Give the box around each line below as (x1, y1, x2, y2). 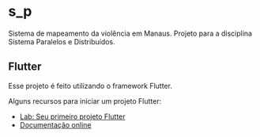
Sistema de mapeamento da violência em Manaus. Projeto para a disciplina (8, 29, 253, 38)
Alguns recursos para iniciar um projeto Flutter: (8, 96, 162, 105)
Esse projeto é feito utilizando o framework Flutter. (8, 81, 172, 90)
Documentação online (19, 120, 92, 129)
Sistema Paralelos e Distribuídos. (8, 36, 116, 46)
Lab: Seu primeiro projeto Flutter (19, 112, 126, 121)
